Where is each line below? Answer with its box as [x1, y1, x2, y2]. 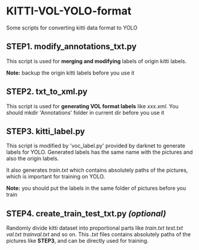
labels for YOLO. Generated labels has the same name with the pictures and [6, 148, 193, 156]
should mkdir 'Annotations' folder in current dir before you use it [6, 109, 165, 116]
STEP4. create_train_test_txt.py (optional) [6, 209, 167, 219]
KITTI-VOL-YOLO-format [6, 4, 132, 18]
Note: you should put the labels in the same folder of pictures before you [6, 184, 186, 192]
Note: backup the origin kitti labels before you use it [6, 69, 135, 76]
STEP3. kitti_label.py [6, 126, 85, 136]
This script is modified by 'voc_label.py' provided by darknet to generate [6, 142, 186, 150]
